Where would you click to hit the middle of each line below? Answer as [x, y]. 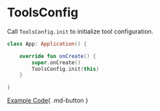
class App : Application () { [47, 44]
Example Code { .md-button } [48, 101]
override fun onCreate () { [58, 56]
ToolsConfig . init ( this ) [65, 69]
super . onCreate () [56, 63]
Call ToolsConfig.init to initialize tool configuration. [80, 31]
